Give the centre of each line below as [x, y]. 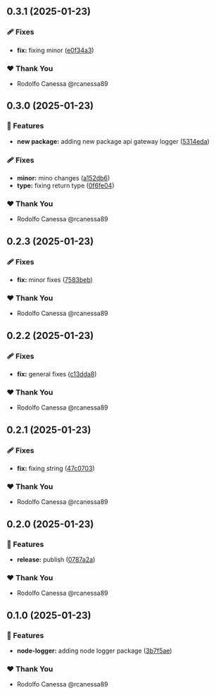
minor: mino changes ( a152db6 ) [63, 178]
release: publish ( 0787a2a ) [56, 559]
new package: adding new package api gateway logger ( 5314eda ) [113, 141]
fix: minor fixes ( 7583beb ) [55, 279]
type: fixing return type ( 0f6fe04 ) [65, 185]
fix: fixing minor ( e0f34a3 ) [55, 50]
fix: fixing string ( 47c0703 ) [56, 468]
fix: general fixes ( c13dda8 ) [57, 374]
